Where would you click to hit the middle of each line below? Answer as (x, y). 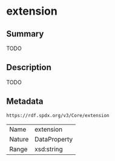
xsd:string (49, 149)
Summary (25, 34)
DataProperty (54, 139)
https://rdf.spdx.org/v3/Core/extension (58, 115)
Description (29, 67)
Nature (19, 139)
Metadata (25, 102)
